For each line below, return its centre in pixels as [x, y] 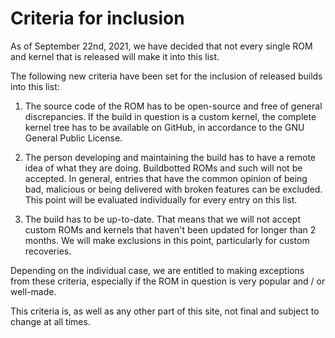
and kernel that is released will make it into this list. [115, 56]
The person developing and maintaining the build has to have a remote [170, 157]
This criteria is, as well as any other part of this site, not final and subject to [165, 311]
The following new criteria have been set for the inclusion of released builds [166, 76]
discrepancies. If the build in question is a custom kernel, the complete [170, 116]
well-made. [33, 291]
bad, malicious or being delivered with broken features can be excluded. [173, 189]
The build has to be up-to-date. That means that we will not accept [163, 219]
